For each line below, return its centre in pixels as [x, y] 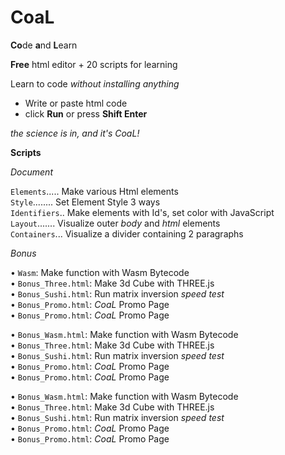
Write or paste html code [76, 103]
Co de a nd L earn [44, 45]
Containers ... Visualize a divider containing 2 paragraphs [127, 233]
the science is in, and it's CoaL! [75, 133]
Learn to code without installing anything [95, 83]
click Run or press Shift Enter [86, 113]
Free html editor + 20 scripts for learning [94, 64]
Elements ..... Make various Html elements [94, 191]
